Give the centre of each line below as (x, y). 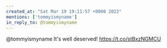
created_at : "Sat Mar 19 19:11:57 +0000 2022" (64, 11)
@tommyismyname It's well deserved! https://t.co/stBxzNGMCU (83, 39)
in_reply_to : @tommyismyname (42, 22)
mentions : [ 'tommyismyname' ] (42, 17)
